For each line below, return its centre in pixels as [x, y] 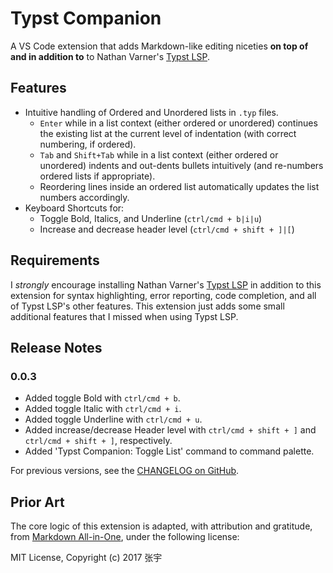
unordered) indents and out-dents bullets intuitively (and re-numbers [181, 165]
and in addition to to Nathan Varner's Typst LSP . [110, 56]
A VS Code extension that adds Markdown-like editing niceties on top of [159, 46]
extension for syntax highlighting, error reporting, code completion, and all [163, 295]
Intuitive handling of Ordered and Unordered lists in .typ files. [151, 112]
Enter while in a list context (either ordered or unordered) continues [178, 123]
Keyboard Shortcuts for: [74, 208]
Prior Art [37, 502]
